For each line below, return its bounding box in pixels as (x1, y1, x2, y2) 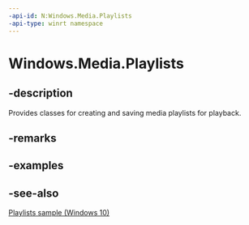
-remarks (8, 131, 57, 145)
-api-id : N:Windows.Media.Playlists (8, 11, 132, 20)
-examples (8, 159, 64, 172)
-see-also (8, 186, 59, 200)
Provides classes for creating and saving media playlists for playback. (8, 108, 242, 117)
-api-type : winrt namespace (8, 19, 104, 28)
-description (8, 87, 73, 100)
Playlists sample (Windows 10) (8, 208, 110, 218)
